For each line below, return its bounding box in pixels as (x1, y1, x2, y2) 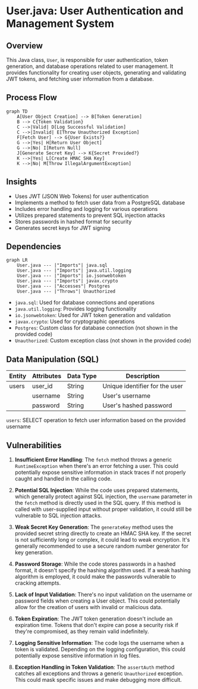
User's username (102, 392, 150, 400)
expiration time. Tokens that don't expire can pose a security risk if (14, 622, 178, 629)
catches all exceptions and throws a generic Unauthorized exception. (14, 670, 184, 677)
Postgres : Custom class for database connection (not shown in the (14, 324, 178, 331)
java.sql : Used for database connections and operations (14, 299, 155, 306)
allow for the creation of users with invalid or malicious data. (14, 604, 162, 611)
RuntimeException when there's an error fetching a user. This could (14, 463, 178, 470)
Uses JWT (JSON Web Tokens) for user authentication (14, 193, 149, 200)
